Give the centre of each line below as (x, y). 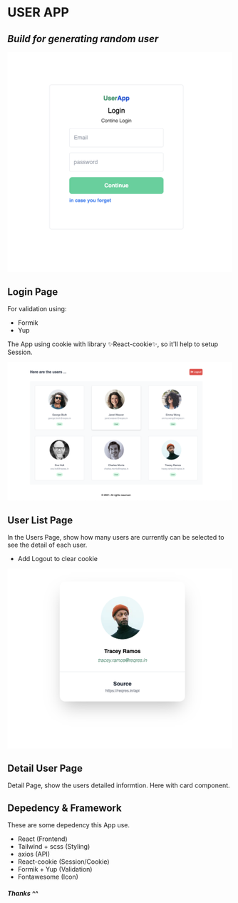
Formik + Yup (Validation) (55, 869)
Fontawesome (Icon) (48, 877)
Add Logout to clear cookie (58, 559)
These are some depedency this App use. (69, 825)
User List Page (40, 520)
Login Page (33, 292)
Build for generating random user (83, 39)
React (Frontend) (42, 839)
